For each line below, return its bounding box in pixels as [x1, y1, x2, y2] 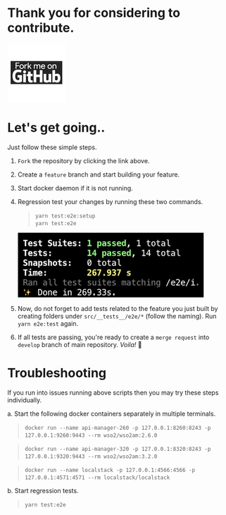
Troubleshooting [7, 365, 107, 381]
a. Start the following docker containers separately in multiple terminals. [7, 409, 216, 418]
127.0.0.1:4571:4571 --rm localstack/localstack [24, 473, 170, 481]
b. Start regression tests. [7, 486, 79, 495]
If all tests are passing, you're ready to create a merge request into [17, 333, 210, 341]
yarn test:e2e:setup [34, 212, 96, 220]
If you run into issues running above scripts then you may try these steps [7, 388, 219, 397]
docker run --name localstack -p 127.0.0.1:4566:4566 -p [24, 466, 196, 473]
